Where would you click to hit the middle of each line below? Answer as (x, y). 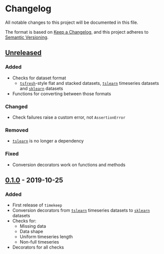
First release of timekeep (37, 205)
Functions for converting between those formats (62, 94)
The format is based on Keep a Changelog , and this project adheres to (77, 32)
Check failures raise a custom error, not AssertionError (69, 117)
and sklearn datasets (41, 88)
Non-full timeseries (39, 242)
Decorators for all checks (38, 247)
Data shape (31, 232)
